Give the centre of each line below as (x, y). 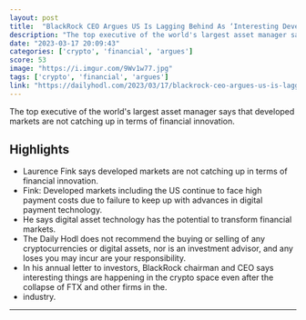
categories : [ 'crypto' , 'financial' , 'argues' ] (102, 52)
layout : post (34, 18)
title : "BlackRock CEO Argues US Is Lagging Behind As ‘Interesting (144, 26)
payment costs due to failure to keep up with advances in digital (143, 200)
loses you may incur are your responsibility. (104, 258)
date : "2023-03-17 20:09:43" (65, 43)
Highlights (40, 150)
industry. (39, 297)
